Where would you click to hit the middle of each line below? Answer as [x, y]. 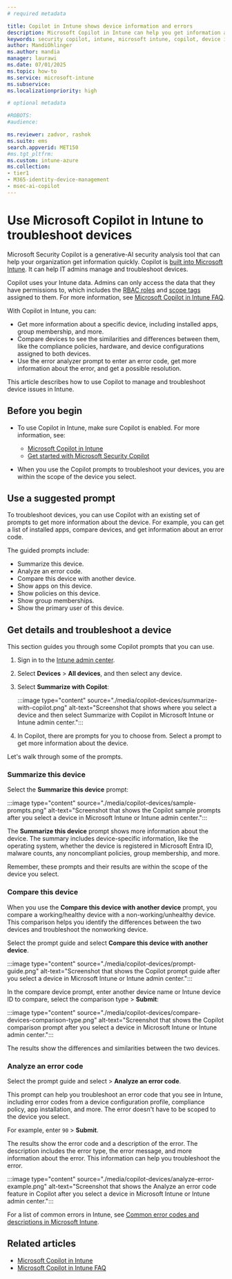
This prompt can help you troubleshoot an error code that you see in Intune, [115, 1095]
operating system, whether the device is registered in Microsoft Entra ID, [110, 846]
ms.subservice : [29, 84]
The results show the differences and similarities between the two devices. [114, 1048]
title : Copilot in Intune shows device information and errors [100, 26]
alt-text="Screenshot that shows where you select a [143, 708]
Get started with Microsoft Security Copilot [88, 455]
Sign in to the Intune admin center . [66, 660]
